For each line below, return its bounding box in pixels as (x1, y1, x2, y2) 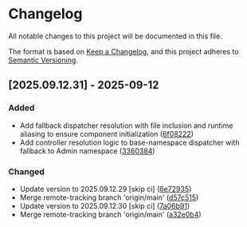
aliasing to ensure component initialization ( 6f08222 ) (19, 129, 194, 138)
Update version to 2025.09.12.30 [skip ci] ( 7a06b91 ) (19, 201, 190, 210)
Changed (8, 165, 45, 177)
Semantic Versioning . (8, 55, 78, 65)
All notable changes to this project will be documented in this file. (8, 31, 223, 41)
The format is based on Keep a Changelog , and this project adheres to (8, 46, 239, 56)
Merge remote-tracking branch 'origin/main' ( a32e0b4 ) (19, 209, 202, 219)
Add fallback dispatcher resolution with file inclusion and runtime (19, 121, 233, 130)
